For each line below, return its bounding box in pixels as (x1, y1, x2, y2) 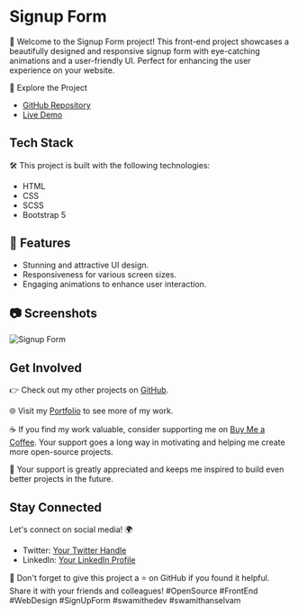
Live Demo (22, 109, 63, 120)
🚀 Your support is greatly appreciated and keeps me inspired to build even (9, 464, 284, 475)
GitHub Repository (22, 99, 92, 110)
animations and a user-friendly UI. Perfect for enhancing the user (9, 55, 251, 66)
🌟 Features (9, 236, 71, 251)
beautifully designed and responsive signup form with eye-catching (9, 45, 261, 56)
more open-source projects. (9, 447, 114, 457)
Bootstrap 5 (22, 209, 67, 220)
